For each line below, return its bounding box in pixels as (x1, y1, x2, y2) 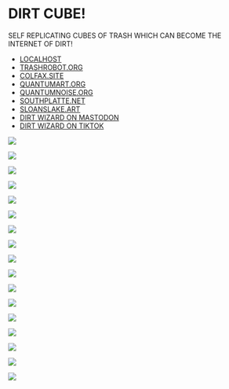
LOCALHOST (19, 54, 62, 64)
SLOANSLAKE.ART (19, 104, 81, 114)
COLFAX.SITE (19, 71, 64, 80)
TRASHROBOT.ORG (19, 62, 84, 72)
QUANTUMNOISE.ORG (19, 87, 93, 97)
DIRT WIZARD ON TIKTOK (19, 121, 104, 130)
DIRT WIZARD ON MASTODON (19, 112, 119, 122)
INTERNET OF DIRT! (8, 39, 73, 48)
